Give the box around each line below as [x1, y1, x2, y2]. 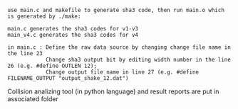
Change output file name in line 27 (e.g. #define [45, 69, 200, 76]
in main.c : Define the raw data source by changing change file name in [7, 44, 232, 51]
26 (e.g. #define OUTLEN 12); [7, 62, 98, 69]
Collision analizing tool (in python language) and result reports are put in [7, 87, 219, 96]
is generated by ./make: [7, 13, 81, 20]
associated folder [7, 95, 58, 103]
